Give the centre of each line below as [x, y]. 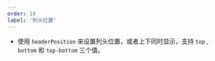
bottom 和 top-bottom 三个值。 [61, 50]
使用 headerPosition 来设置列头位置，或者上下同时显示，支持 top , [113, 41]
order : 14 [22, 14]
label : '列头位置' [32, 20]
